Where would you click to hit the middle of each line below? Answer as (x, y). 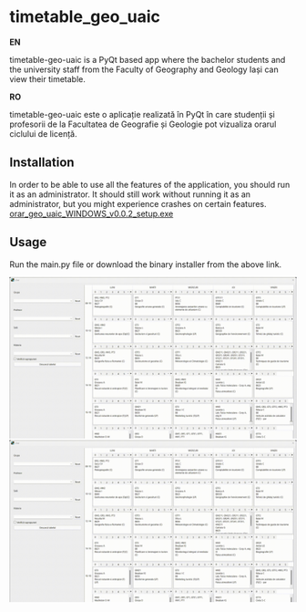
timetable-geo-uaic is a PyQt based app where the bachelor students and (148, 59)
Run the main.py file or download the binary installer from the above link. (146, 264)
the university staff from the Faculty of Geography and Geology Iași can (144, 69)
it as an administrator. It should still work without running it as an (130, 194)
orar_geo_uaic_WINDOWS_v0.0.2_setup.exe (92, 213)
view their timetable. (48, 78)
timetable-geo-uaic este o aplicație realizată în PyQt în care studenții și (142, 114)
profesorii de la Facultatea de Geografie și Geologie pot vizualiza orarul (143, 124)
